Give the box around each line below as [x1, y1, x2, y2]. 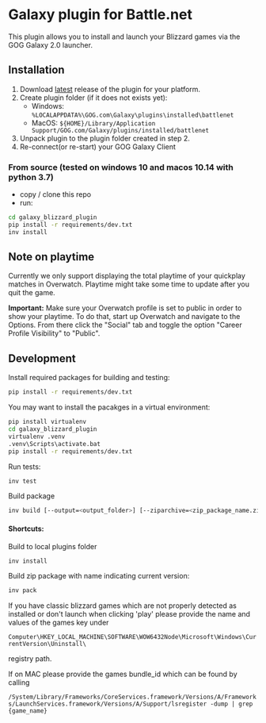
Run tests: [8, 462, 41, 471]
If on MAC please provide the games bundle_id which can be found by [8, 669, 237, 679]
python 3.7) [8, 171, 54, 183]
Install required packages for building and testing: [8, 373, 170, 383]
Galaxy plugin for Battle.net [8, 6, 192, 24]
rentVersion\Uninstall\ [8, 640, 87, 648]
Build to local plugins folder [8, 541, 97, 551]
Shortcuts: [8, 524, 44, 533]
